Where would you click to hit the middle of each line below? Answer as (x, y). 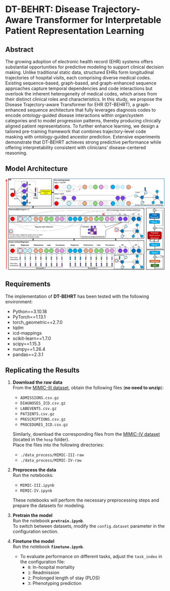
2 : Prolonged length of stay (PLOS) (64, 578)
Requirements (28, 284)
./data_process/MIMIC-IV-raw (51, 461)
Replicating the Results (42, 370)
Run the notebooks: (33, 475)
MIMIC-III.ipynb (37, 486)
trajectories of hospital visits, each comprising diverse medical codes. (78, 78)
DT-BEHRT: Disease (48, 9)
